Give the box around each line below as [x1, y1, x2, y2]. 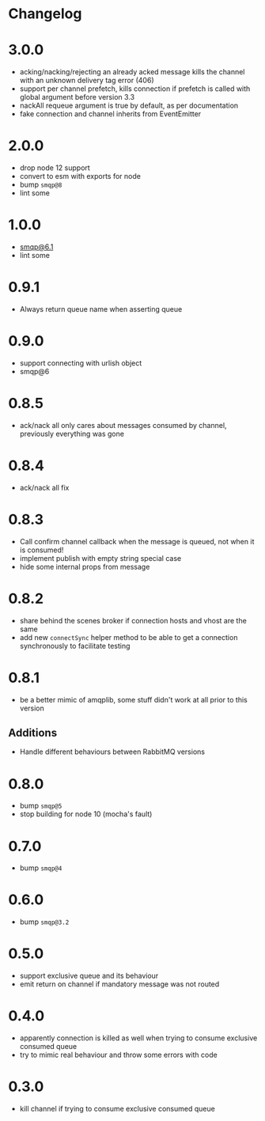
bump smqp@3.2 [19, 917, 70, 926]
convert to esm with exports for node [19, 172, 141, 181]
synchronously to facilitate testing [19, 641, 131, 650]
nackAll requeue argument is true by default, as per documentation [19, 100, 239, 111]
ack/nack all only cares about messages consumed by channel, [19, 420, 227, 430]
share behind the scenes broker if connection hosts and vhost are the [19, 615, 247, 625]
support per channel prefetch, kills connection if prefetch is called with [19, 84, 251, 93]
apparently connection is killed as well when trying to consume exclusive [19, 1033, 258, 1043]
